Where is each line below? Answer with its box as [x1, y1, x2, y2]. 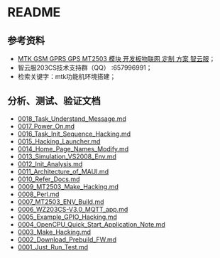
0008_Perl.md [17, 190, 60, 198]
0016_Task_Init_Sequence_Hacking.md [17, 129, 131, 138]
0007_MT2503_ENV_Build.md [17, 197, 104, 206]
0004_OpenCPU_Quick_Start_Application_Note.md [17, 220, 165, 228]
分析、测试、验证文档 [7, 95, 101, 107]
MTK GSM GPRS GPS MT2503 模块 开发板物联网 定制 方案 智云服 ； [17, 55, 216, 63]
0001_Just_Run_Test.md [17, 242, 89, 251]
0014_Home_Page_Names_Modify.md [17, 144, 129, 153]
